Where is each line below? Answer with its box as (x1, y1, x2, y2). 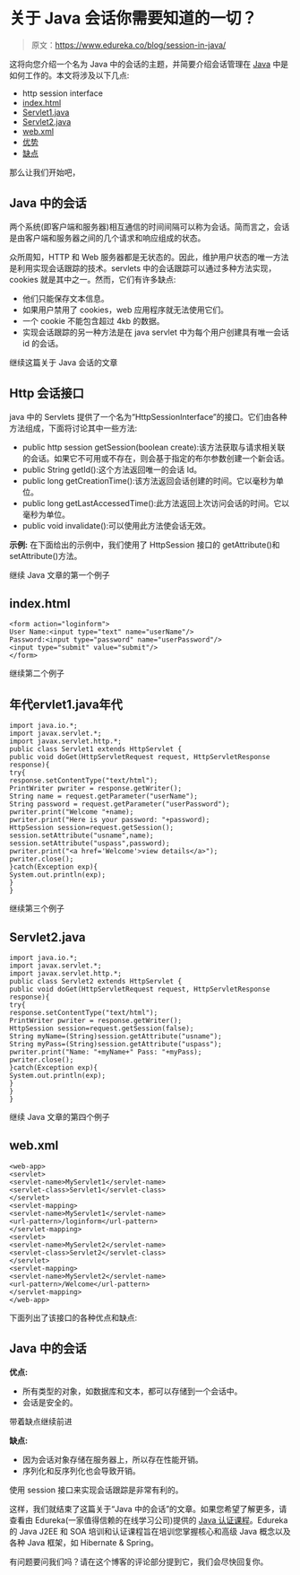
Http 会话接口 (9, 386, 85, 401)
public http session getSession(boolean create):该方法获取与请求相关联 (21, 442, 286, 452)
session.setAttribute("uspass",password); (9, 839, 170, 848)
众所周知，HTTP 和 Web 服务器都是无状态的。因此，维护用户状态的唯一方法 (9, 251, 289, 262)
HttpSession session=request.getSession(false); (9, 1024, 194, 1033)
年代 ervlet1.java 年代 (9, 696, 124, 712)
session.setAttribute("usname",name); (9, 831, 154, 840)
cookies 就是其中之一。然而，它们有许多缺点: (9, 274, 176, 284)
